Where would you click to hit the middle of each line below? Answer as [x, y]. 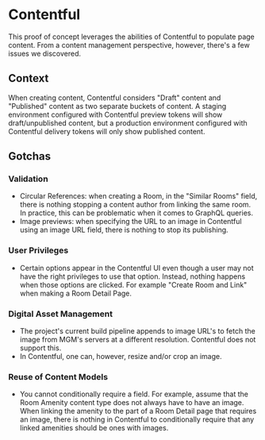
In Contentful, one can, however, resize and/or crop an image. [121, 357]
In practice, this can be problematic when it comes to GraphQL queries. [136, 213]
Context [29, 78]
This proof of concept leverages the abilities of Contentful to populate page [132, 37]
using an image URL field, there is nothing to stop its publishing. [124, 230]
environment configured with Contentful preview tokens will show [115, 114]
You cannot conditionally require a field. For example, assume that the [134, 394]
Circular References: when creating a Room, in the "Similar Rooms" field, [138, 196]
